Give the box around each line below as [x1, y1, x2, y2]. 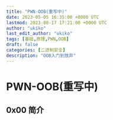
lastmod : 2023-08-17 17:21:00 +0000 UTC [6, 20, 108, 25]
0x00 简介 [6, 105, 44, 115]
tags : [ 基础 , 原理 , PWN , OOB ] [6, 36, 69, 42]
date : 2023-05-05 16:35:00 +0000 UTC [6, 14, 99, 20]
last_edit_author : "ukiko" [6, 31, 73, 37]
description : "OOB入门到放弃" [6, 53, 76, 59]
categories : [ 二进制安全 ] [6, 47, 66, 53]
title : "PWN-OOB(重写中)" [6, 8, 67, 15]
